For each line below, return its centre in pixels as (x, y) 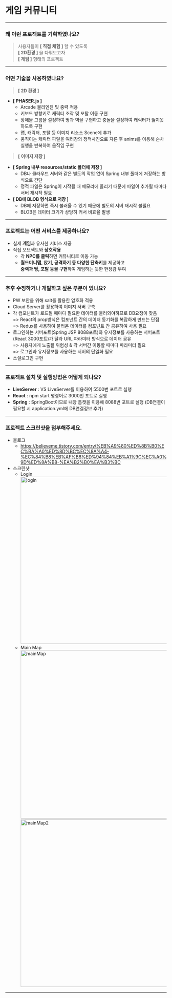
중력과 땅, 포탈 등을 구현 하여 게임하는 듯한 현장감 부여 (73, 269)
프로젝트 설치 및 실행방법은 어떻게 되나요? (53, 377)
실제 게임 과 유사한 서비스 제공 (42, 243)
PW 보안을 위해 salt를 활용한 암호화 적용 (53, 301)
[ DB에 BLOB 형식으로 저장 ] (41, 199)
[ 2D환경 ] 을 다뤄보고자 (41, 53)
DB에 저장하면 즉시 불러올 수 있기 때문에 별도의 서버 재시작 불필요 (85, 205)
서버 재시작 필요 (36, 193)
